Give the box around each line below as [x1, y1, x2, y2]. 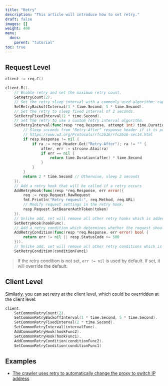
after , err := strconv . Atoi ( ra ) [40, 146, 108, 151]
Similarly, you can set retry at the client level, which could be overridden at [5, 291, 159, 297]
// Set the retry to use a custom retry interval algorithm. [14, 118, 144, 123]
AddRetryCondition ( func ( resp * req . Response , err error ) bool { [14, 230, 149, 235]
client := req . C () [5, 76, 43, 82]
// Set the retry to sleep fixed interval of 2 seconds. [14, 109, 135, 114]
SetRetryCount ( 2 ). [14, 95, 52, 100]
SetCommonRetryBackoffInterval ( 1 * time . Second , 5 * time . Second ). [14, 315, 157, 320]
